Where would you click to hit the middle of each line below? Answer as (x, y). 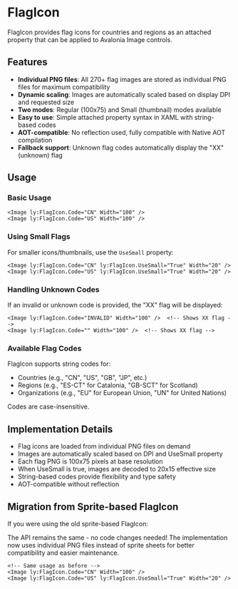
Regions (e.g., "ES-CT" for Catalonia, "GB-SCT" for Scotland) (108, 385)
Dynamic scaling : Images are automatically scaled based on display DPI (124, 94)
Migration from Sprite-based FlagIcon (93, 507)
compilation (35, 140)
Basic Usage (30, 198)
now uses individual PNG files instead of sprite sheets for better (101, 545)
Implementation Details (60, 429)
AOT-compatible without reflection (68, 484)
